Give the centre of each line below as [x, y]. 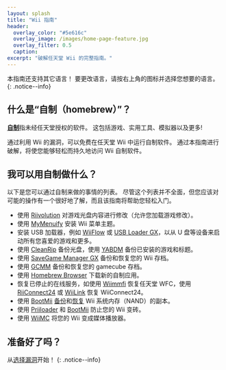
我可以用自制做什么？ [52, 174]
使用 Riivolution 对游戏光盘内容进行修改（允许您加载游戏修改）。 [107, 215]
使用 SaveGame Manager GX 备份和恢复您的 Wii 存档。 [95, 258]
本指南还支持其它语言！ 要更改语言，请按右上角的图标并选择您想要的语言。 [113, 78]
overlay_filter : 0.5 [42, 45]
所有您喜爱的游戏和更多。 [59, 241]
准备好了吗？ [34, 342]
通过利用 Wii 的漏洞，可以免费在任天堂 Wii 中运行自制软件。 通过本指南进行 [113, 142]
